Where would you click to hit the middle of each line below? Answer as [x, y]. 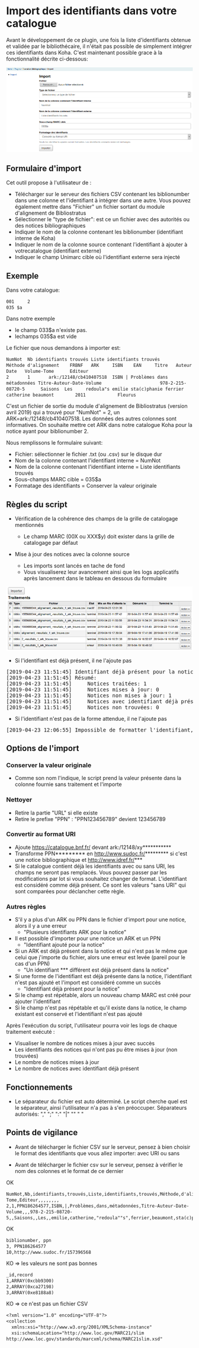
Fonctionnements [39, 1087]
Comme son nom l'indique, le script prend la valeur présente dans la [98, 778]
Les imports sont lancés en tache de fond [74, 566]
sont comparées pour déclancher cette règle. [70, 891]
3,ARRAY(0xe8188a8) [30, 1293]
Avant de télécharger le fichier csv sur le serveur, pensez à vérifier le [99, 1165]
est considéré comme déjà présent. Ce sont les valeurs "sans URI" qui [100, 885]
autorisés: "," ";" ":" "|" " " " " [49, 1114]
